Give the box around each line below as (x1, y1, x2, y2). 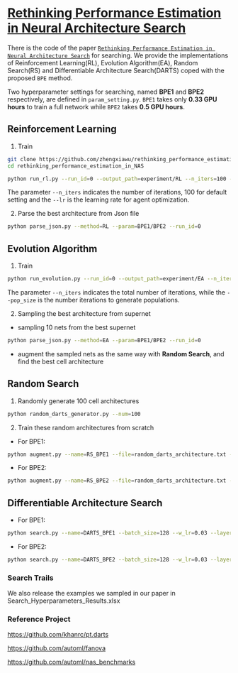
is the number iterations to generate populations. (38, 295, 180, 304)
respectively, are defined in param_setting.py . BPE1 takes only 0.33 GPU (7, 94, 217, 104)
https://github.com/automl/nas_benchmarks (7, 658, 136, 667)
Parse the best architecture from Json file (17, 209, 140, 218)
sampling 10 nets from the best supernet (17, 323, 136, 332)
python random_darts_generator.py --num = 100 (7, 410, 141, 417)
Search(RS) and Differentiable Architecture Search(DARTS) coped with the (7, 66, 225, 75)
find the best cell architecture (17, 357, 104, 366)
